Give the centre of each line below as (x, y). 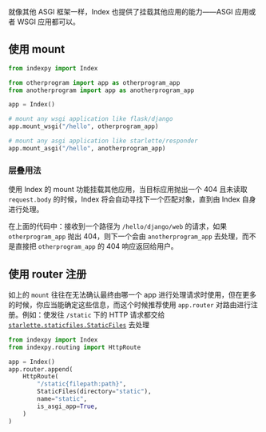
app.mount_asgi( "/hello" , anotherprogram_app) (87, 148)
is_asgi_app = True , (67, 406)
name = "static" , (62, 399)
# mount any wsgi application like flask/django (91, 119)
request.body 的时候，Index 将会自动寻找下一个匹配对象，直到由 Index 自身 (132, 199)
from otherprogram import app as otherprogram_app (94, 82)
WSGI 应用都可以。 (48, 22)
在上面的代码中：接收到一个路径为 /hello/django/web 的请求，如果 (118, 226)
